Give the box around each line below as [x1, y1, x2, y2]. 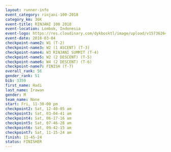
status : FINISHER [5, 139, 42, 144]
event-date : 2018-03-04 [5, 36, 56, 41]
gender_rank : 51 [5, 73, 40, 79]
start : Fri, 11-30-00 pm [5, 102, 58, 107]
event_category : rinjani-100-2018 [5, 12, 79, 17]
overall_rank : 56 [5, 69, 42, 74]
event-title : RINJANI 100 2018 [5, 21, 72, 27]
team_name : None [5, 97, 40, 102]
